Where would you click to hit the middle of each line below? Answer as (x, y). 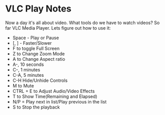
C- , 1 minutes (26, 70)
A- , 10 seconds (28, 64)
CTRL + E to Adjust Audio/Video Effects (53, 91)
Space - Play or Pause (36, 38)
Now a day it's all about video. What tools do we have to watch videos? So (82, 23)
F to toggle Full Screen (36, 48)
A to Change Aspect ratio (39, 59)
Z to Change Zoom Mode (39, 54)
